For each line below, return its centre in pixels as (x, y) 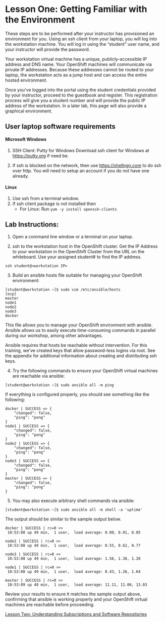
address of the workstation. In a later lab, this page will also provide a (76, 105)
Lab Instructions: (32, 225)
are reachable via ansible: (39, 376)
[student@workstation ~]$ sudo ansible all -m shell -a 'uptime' (74, 510)
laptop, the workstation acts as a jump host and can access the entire (76, 75)
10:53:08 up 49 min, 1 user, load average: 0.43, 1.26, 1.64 (74, 571)
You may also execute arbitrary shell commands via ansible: (73, 501)
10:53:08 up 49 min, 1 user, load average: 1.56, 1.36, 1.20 (74, 558)
